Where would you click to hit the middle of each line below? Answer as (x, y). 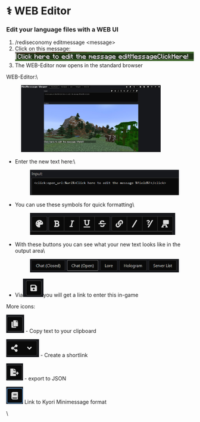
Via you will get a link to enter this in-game (76, 295)
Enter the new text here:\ (45, 161)
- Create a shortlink (64, 355)
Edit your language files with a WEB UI (62, 30)
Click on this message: (43, 49)
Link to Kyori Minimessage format (65, 402)
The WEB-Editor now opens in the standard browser (79, 65)
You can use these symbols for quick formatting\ (74, 205)
